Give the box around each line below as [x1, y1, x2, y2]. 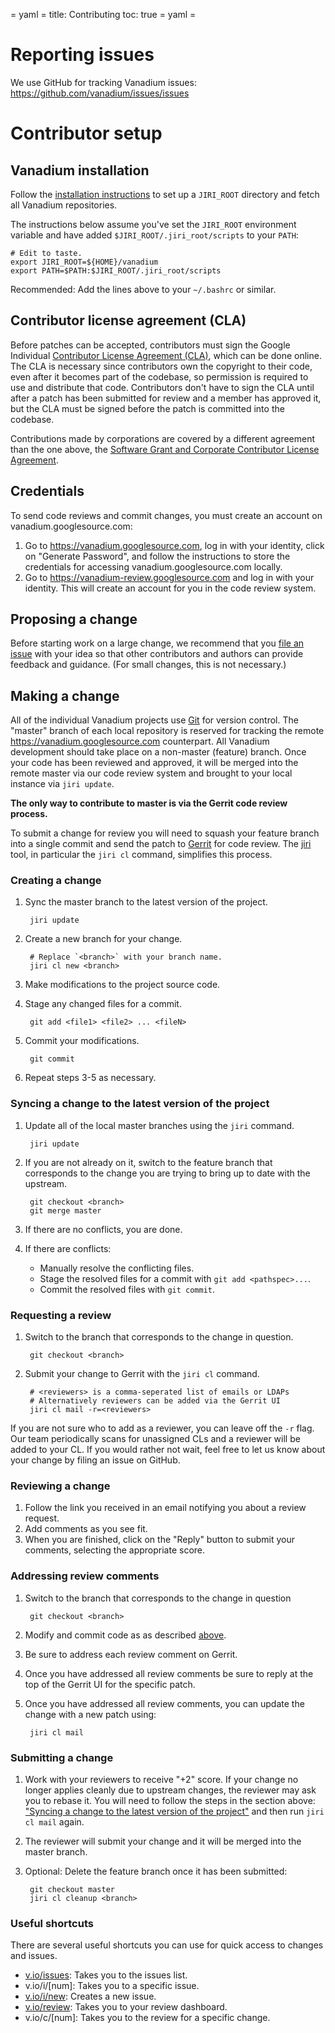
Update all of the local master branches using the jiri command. [24, 1119, 295, 1131]
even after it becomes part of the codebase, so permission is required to [10, 370, 309, 383]
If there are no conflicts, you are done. [24, 1223, 183, 1235]
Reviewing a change [10, 1479, 111, 1493]
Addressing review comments [10, 1569, 160, 1583]
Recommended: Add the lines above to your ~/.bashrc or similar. [10, 283, 277, 295]
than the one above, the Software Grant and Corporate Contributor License [10, 443, 320, 455]
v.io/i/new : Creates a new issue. [24, 1990, 157, 2003]
